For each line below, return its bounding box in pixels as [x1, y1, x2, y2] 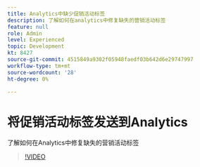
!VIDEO [24, 152, 46, 161]
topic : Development [7, 43, 65, 50]
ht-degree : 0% [7, 75, 49, 83]
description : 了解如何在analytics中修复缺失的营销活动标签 [7, 17, 166, 24]
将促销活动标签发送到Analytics [7, 114, 188, 130]
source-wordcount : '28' [7, 69, 77, 76]
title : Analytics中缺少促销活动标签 [7, 10, 106, 18]
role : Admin [7, 29, 42, 37]
